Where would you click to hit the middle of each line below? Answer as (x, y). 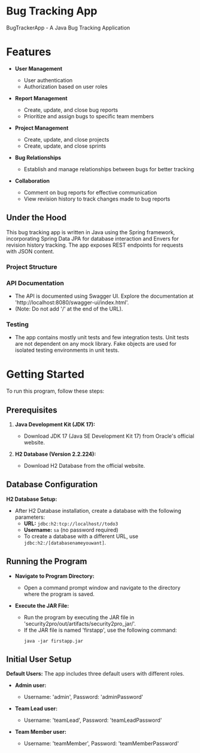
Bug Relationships (38, 157)
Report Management (41, 98)
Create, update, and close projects (66, 139)
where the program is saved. (59, 594)
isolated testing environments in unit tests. (67, 350)
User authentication (48, 80)
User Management (39, 68)
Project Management (42, 128)
